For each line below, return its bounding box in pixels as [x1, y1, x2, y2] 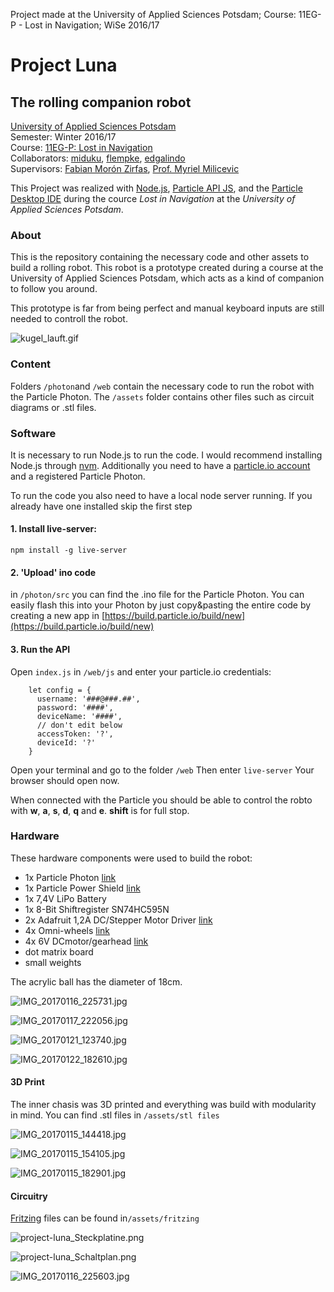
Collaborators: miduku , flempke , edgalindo [10, 152, 186, 164]
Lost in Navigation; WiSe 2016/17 [24, 19, 160, 31]
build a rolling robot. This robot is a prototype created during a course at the [10, 262, 324, 274]
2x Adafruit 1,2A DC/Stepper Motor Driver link [24, 914, 213, 926]
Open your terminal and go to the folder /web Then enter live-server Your [10, 764, 315, 776]
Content [10, 357, 52, 371]
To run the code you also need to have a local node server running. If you [10, 489, 313, 501]
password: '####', [36, 702, 114, 713]
